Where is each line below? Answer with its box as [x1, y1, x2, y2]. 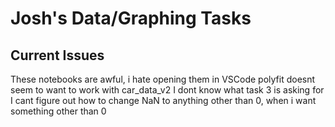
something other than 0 [10, 105, 107, 117]
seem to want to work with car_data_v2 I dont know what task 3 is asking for [10, 84, 325, 96]
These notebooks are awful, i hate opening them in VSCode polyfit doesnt [10, 73, 316, 85]
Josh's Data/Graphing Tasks [10, 7, 252, 30]
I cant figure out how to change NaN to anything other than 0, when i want [10, 95, 317, 106]
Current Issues [10, 47, 105, 64]
